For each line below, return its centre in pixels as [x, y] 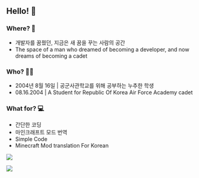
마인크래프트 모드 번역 [41, 132]
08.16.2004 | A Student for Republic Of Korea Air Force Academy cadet [104, 92]
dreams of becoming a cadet [51, 56]
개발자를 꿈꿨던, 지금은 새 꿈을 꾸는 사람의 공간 [70, 43]
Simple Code [31, 139]
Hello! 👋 [21, 11]
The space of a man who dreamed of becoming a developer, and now [102, 49]
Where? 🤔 [21, 29]
